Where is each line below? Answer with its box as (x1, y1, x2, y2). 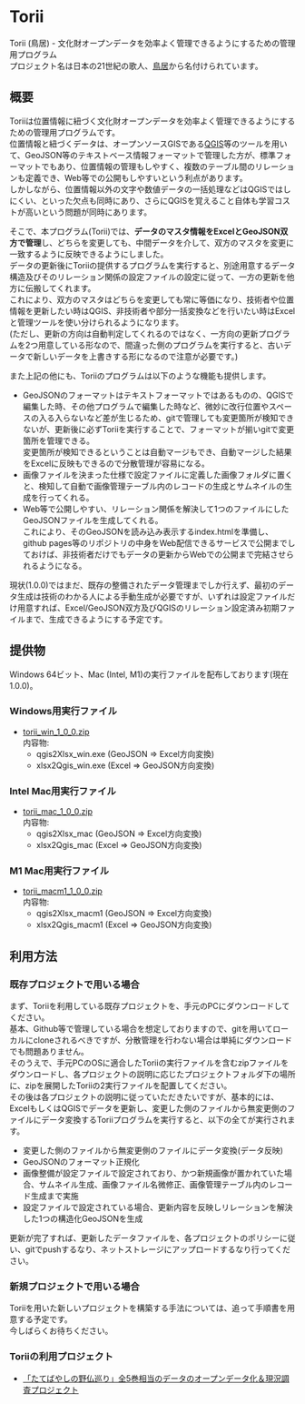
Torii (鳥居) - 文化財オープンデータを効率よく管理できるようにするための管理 (9, 37, 297, 48)
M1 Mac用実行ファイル (9, 864, 110, 877)
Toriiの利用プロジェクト (9, 1350, 113, 1363)
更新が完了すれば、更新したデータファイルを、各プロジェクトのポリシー (9, 1233, 280, 1244)
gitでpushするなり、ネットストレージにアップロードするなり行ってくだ (25, 1244, 291, 1255)
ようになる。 (38, 560, 87, 571)
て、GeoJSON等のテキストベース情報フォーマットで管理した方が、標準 (9, 149, 277, 160)
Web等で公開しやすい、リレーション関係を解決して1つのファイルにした (22, 503, 290, 514)
